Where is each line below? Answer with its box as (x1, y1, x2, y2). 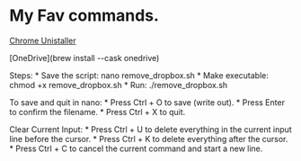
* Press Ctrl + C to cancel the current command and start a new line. (9, 143, 263, 154)
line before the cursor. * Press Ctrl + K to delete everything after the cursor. (9, 133, 288, 144)
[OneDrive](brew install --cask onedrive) (9, 52, 160, 63)
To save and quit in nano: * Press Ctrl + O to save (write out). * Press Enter (9, 96, 286, 108)
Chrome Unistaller (9, 35, 76, 46)
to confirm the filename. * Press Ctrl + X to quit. (9, 106, 186, 117)
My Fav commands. (9, 5, 160, 26)
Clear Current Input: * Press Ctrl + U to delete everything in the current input (9, 123, 292, 135)
